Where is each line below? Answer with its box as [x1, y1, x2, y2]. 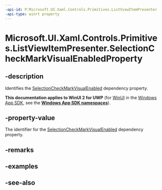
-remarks [5, 146, 34, 154]
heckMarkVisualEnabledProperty [5, 53, 143, 64]
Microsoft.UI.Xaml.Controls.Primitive [5, 32, 158, 44]
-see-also [5, 179, 35, 187]
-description [5, 72, 44, 80]
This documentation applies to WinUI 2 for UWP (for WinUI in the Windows [5, 95, 157, 100]
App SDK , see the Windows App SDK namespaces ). [5, 100, 111, 106]
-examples [5, 162, 38, 171]
